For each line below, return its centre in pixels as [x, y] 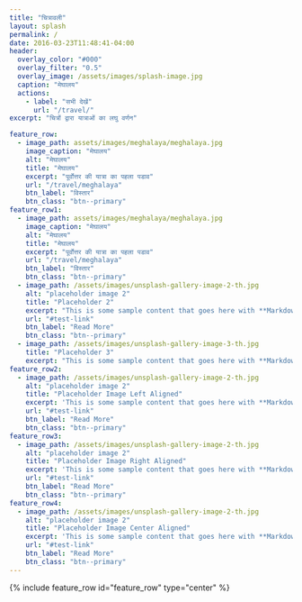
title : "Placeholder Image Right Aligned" [106, 461]
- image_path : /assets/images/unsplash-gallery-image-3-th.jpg [138, 344]
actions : [34, 93]
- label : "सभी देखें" [59, 101]
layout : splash [38, 26]
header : [24, 51]
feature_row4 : [36, 503]
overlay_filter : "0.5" [60, 68]
